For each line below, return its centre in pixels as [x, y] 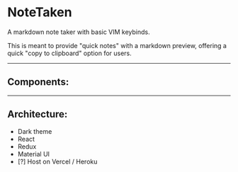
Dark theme [35, 131]
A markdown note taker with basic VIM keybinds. [79, 32]
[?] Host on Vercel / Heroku [57, 161]
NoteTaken [40, 12]
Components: [38, 82]
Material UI [34, 154]
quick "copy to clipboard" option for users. [70, 53]
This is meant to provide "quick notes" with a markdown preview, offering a [117, 45]
